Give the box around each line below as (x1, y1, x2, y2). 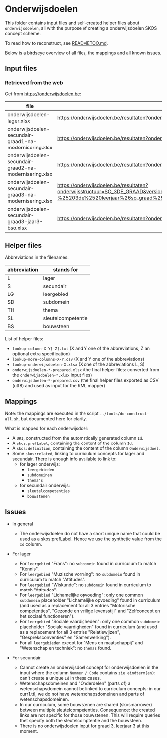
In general (12, 521, 33, 527)
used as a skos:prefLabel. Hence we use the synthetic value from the (19, 536, 162, 542)
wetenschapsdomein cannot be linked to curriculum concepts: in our (19, 686, 161, 692)
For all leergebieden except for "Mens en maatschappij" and (19, 640, 143, 646)
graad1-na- (7, 138, 37, 145)
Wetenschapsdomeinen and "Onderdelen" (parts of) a (19, 680, 131, 686)
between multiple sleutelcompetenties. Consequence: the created (19, 707, 155, 713)
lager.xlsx (7, 117, 31, 124)
